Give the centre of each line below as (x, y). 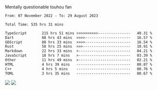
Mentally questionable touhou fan (38, 7)
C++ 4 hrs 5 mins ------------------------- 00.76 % (78, 69)
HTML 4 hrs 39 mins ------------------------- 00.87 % (78, 64)
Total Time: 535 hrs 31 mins (34, 24)
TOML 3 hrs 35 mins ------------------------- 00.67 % (78, 73)
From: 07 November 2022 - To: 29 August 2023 (51, 16)
